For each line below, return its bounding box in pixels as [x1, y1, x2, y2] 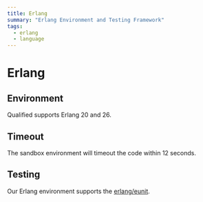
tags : [7, 23, 23, 30]
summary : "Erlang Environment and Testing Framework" [7, 16, 165, 23]
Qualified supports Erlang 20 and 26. [7, 111, 112, 119]
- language [13, 36, 45, 43]
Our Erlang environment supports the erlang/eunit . [7, 187, 150, 195]
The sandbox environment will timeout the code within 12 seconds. [7, 148, 197, 157]
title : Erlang [7, 10, 48, 17]
